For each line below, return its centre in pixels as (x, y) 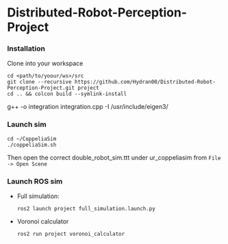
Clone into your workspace (45, 64)
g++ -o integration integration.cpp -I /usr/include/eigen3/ (88, 107)
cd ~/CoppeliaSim (32, 138)
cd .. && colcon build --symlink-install (67, 94)
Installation (26, 49)
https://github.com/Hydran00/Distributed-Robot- (145, 82)
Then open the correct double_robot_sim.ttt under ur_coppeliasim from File (114, 157)
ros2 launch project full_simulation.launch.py (86, 209)
